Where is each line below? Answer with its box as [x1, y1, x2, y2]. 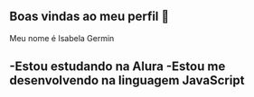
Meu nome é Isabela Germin [9, 32, 115, 43]
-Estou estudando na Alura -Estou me [9, 59, 226, 75]
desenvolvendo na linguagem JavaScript [9, 73, 245, 88]
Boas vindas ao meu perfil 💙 [9, 9, 170, 24]
